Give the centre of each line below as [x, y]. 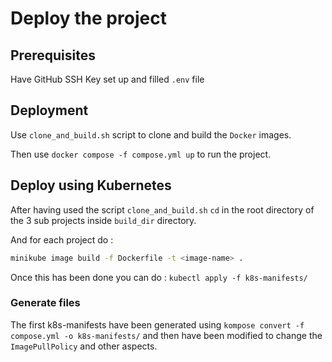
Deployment [49, 110]
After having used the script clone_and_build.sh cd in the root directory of [162, 209]
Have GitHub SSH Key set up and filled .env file [107, 79]
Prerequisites [53, 55]
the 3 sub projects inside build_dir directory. [103, 220]
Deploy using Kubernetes [91, 185]
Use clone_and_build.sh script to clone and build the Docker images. [151, 134]
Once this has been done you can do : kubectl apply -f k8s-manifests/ [159, 277]
